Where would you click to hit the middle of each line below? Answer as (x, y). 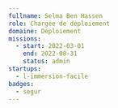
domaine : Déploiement (45, 31)
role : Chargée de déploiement (59, 24)
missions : (25, 39)
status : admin (46, 62)
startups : (25, 69)
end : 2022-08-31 (51, 54)
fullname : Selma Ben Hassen (56, 16)
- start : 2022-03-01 (50, 46)
